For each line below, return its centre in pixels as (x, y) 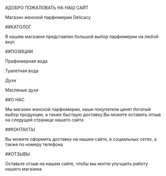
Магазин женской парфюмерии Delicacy (48, 17)
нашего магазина (24, 169)
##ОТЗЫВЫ (18, 154)
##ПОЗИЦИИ (19, 51)
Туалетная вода (22, 71)
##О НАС (15, 100)
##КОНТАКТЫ (20, 130)
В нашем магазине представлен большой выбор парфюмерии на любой (82, 37)
